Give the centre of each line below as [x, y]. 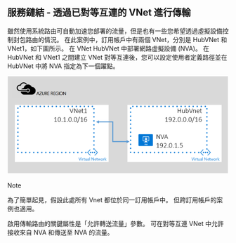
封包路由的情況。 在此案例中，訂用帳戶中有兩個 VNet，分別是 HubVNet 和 [120, 39]
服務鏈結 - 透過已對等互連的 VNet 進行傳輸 [99, 13]
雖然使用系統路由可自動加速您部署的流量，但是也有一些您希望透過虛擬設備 [115, 31]
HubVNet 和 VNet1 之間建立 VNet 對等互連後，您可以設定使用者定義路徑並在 [117, 57]
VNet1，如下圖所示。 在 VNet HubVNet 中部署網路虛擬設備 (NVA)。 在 [108, 48]
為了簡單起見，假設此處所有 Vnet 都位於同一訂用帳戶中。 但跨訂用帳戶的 [112, 199]
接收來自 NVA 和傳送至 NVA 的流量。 [60, 232]
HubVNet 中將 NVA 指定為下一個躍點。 [63, 66]
